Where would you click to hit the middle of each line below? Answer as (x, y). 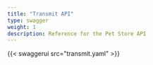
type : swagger (28, 20)
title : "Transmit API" (41, 14)
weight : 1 (22, 27)
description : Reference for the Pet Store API (77, 34)
